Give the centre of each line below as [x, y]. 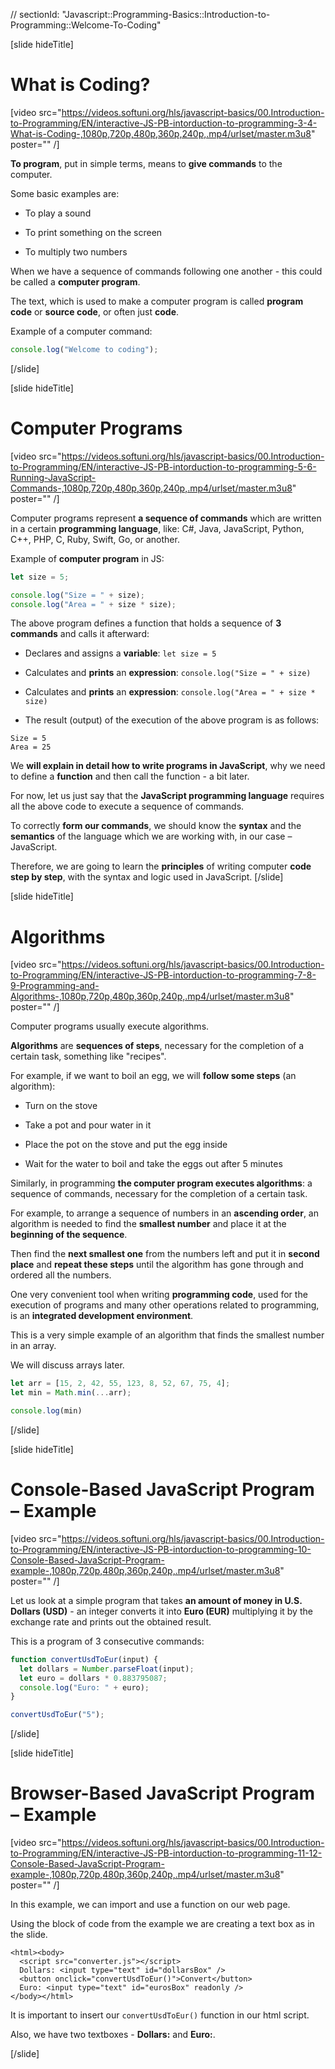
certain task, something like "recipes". [88, 1056]
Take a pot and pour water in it [88, 1125]
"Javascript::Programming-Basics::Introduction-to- [166, 14]
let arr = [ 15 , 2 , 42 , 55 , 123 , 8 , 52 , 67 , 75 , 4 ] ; [120, 1384]
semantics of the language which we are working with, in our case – [151, 836]
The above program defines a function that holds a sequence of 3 [146, 623]
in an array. [33, 1346]
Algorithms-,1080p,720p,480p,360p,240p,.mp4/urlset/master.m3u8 [150, 996]
